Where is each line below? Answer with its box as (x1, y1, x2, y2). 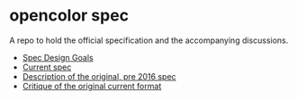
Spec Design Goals (22, 52, 94, 62)
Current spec (22, 62, 72, 72)
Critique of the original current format (22, 80, 162, 91)
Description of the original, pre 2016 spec (22, 71, 177, 81)
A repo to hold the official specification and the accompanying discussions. (9, 35, 289, 46)
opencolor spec (9, 5, 129, 26)
